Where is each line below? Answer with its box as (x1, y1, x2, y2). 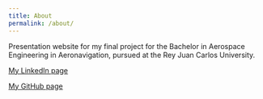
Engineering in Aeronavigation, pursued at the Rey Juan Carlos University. (8, 50, 256, 60)
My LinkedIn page (8, 65, 69, 75)
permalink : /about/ (8, 19, 74, 27)
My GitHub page (8, 81, 63, 91)
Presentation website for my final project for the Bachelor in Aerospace (8, 41, 245, 51)
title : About (8, 11, 53, 20)
